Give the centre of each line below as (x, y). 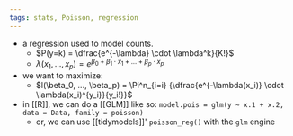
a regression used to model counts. (88, 43)
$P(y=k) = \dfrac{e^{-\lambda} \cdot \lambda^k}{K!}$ (135, 53)
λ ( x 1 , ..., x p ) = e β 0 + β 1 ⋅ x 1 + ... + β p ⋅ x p (100, 64)
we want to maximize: (62, 76)
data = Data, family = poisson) (83, 113)
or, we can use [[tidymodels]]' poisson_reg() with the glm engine (155, 122)
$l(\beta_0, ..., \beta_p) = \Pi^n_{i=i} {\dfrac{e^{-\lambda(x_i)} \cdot (160, 86)
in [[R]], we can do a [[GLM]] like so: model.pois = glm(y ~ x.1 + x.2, (153, 104)
